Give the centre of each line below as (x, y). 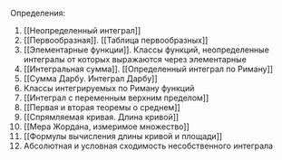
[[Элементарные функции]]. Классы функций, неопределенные (146, 50)
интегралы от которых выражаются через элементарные (135, 59)
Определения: (38, 13)
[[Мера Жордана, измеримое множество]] (106, 127)
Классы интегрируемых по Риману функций (109, 88)
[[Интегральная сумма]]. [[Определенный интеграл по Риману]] (148, 69)
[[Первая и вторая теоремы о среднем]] (102, 107)
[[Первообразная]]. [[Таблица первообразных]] (116, 40)
